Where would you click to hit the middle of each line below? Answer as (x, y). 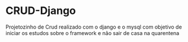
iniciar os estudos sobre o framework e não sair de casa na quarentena (93, 33)
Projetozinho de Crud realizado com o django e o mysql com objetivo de (94, 27)
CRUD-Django (41, 11)
